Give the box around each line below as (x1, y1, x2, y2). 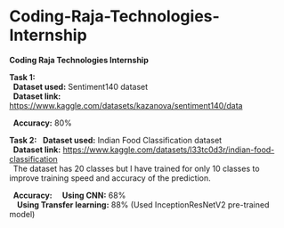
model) (9, 208, 36, 219)
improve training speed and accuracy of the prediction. (9, 172, 211, 183)
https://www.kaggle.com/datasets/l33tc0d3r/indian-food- (62, 144, 275, 155)
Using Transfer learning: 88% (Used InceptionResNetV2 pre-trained (17, 199, 270, 210)
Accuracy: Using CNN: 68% (12, 190, 126, 200)
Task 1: (9, 71, 36, 82)
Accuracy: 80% (12, 118, 73, 128)
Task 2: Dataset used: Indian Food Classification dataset (9, 134, 223, 145)
